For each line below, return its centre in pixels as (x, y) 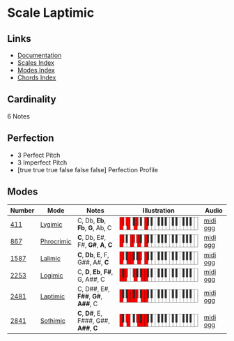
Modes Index (36, 70)
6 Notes (18, 116)
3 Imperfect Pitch (42, 162)
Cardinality (32, 99)
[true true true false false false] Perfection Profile (88, 169)
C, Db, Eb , (92, 220)
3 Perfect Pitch (39, 155)
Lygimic (52, 224)
